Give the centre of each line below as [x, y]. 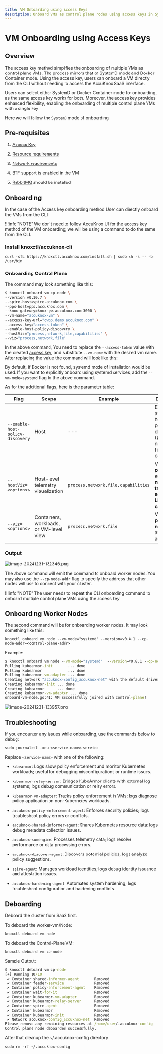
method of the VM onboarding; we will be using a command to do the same [80, 229]
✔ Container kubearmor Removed [58, 1010]
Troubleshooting [31, 722]
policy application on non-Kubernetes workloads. [61, 801]
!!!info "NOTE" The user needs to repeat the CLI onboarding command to [78, 593]
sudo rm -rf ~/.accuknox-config [38, 1047]
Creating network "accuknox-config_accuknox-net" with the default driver [82, 679]
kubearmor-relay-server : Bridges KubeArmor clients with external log [81, 781]
